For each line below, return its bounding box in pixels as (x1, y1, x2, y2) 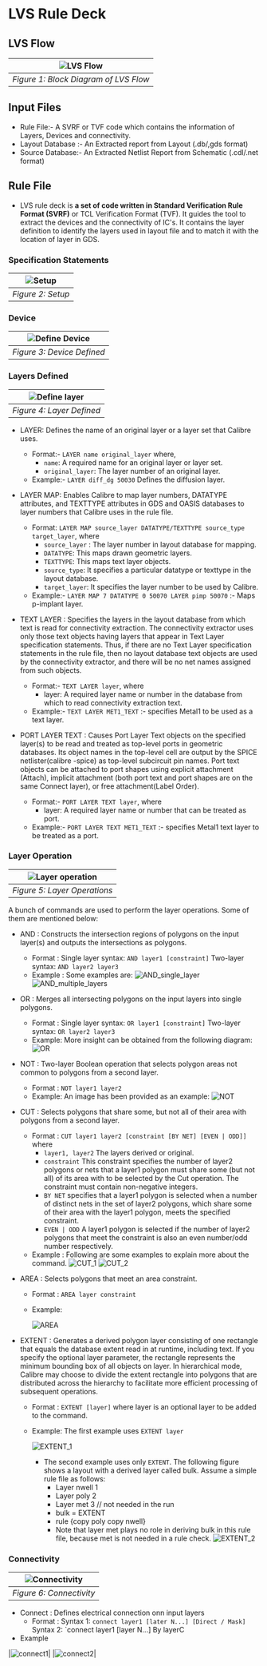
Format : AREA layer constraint (31, 1289, 137, 1298)
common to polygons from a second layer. (19, 1068, 159, 1077)
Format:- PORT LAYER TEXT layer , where (31, 797, 162, 806)
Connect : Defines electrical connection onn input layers (19, 1608, 205, 1618)
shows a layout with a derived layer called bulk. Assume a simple (43, 1465, 257, 1475)
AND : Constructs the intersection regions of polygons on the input (19, 928, 239, 939)
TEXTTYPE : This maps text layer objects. (43, 556, 171, 566)
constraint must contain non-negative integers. (43, 1182, 198, 1191)
